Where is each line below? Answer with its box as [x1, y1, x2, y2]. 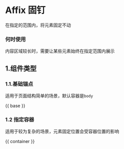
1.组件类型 [5, 64, 37, 72]
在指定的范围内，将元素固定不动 [5, 22, 71, 28]
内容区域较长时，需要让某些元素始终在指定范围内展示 [5, 48, 115, 54]
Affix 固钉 [5, 4, 46, 16]
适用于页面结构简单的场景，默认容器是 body [5, 92, 93, 98]
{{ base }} [5, 102, 25, 108]
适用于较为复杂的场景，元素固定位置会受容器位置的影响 [5, 128, 119, 134]
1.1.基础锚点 [5, 80, 33, 87]
